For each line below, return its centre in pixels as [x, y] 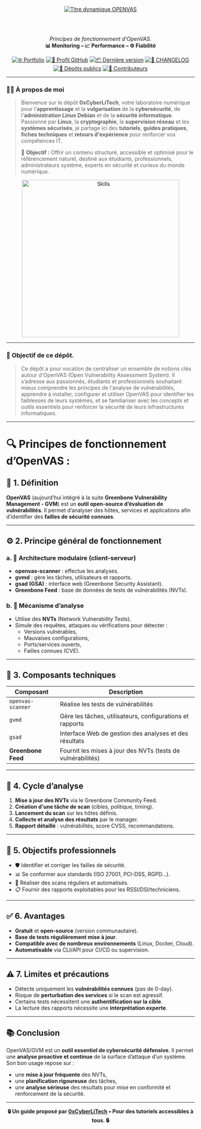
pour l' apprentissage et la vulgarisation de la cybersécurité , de [100, 109]
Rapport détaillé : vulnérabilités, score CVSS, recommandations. [95, 826]
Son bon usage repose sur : [40, 1063]
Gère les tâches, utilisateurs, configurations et [124, 716]
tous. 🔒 [100, 1121]
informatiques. [39, 413]
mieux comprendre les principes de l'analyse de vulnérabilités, [98, 387]
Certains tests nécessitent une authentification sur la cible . [89, 1001]
